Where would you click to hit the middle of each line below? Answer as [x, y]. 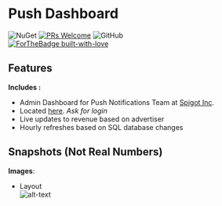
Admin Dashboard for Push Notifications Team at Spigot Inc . [116, 102]
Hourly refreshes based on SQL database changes [101, 127]
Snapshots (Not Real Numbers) [86, 152]
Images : [22, 171]
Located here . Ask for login [63, 110]
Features [30, 69]
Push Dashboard [64, 14]
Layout [31, 186]
